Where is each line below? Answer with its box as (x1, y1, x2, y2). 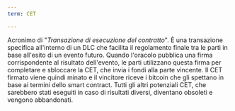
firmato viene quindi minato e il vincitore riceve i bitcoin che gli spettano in (7, 73, 224, 81)
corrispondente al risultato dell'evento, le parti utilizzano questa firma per (7, 58, 222, 67)
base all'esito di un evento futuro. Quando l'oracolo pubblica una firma (7, 51, 213, 59)
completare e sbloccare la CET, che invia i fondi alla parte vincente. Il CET (7, 65, 223, 74)
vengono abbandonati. (7, 96, 73, 104)
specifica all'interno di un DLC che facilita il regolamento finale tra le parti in (7, 43, 228, 51)
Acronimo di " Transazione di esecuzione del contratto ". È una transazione (7, 36, 223, 44)
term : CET (7, 10, 37, 18)
